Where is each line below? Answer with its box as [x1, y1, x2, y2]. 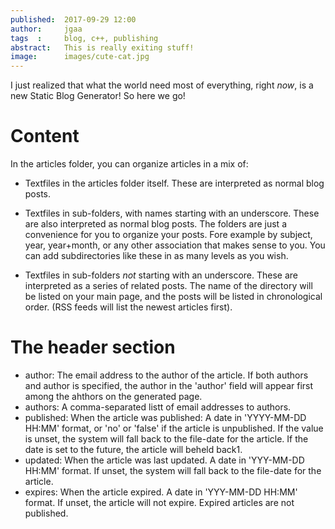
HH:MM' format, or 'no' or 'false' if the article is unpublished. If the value [24, 422, 324, 434]
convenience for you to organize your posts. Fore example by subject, [24, 229, 313, 241]
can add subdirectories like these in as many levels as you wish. [24, 250, 289, 262]
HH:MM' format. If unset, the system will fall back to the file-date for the [24, 465, 322, 476]
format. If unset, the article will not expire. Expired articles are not [24, 497, 295, 508]
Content [10, 125, 80, 148]
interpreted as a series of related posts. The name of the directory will [24, 280, 313, 292]
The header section [10, 336, 176, 359]
